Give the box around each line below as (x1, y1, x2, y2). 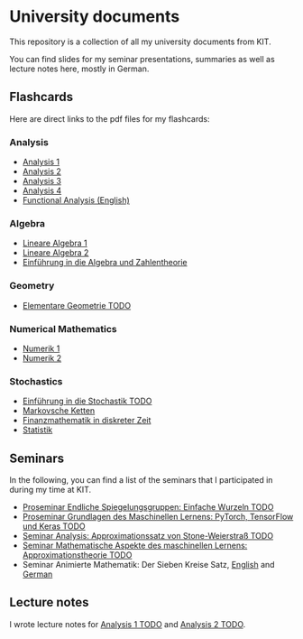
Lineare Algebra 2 (22, 247, 89, 258)
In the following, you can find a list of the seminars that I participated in (9, 475, 273, 486)
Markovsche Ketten (22, 405, 96, 416)
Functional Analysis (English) (22, 195, 131, 206)
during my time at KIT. (9, 485, 92, 495)
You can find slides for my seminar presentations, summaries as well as (9, 53, 275, 64)
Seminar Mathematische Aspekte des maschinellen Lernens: (22, 540, 248, 551)
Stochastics (9, 375, 63, 387)
